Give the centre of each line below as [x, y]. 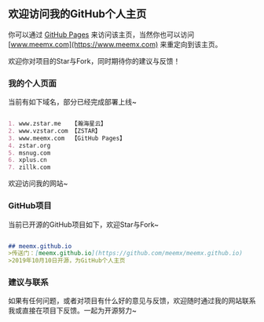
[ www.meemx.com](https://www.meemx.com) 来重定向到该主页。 [115, 44]
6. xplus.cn [27, 160]
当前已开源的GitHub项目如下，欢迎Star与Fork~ [84, 224]
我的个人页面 [33, 83]
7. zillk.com [29, 167]
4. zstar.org [29, 145]
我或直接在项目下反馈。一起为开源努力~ [73, 311]
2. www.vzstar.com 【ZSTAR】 [55, 131]
